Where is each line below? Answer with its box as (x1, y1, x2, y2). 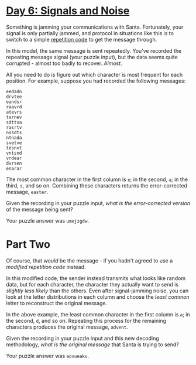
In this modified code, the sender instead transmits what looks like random (6, 274, 186, 282)
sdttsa (6, 119, 22, 125)
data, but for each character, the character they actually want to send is (6, 281, 179, 288)
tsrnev (6, 114, 22, 120)
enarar (6, 165, 22, 171)
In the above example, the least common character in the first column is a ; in (6, 311, 190, 318)
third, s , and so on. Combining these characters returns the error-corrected (6, 182, 187, 189)
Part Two (6, 238, 51, 251)
